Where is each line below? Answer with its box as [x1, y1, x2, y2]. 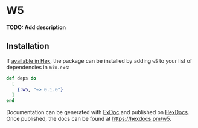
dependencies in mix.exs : [6, 63, 70, 71]
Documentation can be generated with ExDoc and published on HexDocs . [6, 109, 190, 116]
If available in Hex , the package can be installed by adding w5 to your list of [6, 57, 193, 64]
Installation [6, 41, 49, 51]
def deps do [6, 75, 36, 82]
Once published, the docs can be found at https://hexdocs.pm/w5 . [6, 115, 172, 123]
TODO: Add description [6, 24, 66, 31]
